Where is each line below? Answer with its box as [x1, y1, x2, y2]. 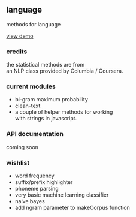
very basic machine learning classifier [14, 191, 109, 198]
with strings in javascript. [14, 115, 77, 122]
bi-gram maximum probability [14, 96, 89, 103]
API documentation [6, 130, 64, 138]
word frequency [14, 172, 55, 179]
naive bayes [14, 198, 45, 204]
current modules [6, 82, 56, 91]
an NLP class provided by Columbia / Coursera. [6, 67, 123, 74]
